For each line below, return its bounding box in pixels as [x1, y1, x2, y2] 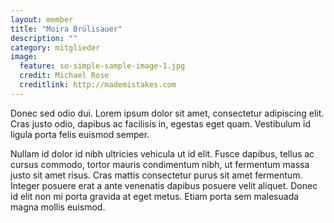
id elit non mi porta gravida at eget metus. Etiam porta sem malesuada [10, 190, 300, 202]
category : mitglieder [10, 42, 101, 53]
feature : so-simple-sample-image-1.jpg [19, 61, 186, 71]
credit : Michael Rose [19, 71, 110, 81]
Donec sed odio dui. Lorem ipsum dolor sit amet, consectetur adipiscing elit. [10, 107, 325, 119]
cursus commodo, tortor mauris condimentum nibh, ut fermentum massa [10, 158, 310, 170]
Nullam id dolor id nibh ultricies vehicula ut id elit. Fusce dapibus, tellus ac [10, 147, 315, 160]
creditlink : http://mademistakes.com [19, 80, 177, 90]
